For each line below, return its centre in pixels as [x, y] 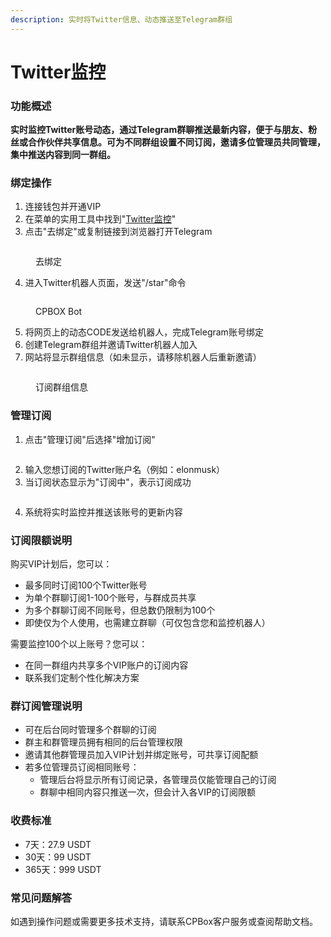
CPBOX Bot [59, 312]
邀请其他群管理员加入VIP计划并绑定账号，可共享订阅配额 [141, 755]
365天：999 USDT [63, 869]
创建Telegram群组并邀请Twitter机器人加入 [111, 345]
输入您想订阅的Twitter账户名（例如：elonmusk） [125, 469]
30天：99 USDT [58, 857]
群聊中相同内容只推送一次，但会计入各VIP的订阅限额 [147, 792]
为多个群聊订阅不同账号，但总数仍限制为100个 [120, 610]
